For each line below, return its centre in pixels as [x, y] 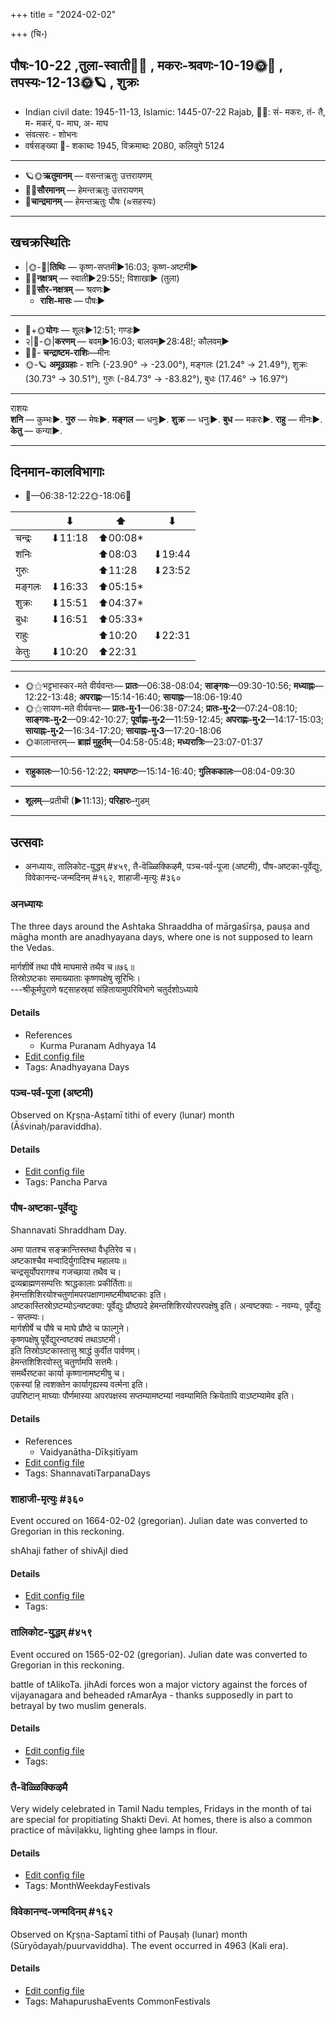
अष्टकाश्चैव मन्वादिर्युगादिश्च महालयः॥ [68, 1260]
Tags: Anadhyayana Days [77, 1066]
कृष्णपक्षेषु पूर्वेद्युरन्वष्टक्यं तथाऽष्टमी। [66, 1339]
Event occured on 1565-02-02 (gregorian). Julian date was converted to [159, 1654]
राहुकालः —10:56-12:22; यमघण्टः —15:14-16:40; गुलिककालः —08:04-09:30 [160, 771]
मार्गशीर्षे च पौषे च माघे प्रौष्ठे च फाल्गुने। [70, 1328]
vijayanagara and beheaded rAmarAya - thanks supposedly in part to [152, 1695]
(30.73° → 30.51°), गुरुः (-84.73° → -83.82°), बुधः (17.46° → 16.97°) [156, 378]
